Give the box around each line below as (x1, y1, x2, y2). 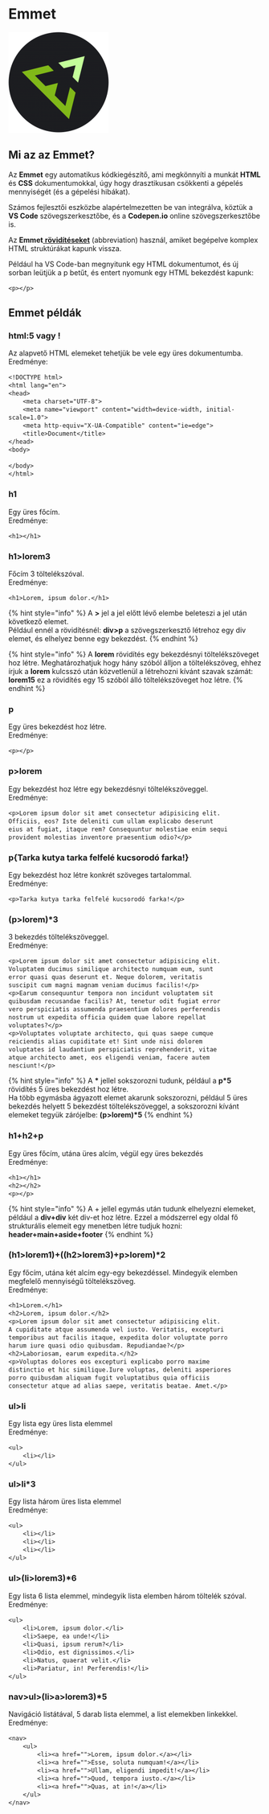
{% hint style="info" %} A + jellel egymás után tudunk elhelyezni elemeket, (8, 1203, 256, 1213)
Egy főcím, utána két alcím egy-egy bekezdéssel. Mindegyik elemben (8, 1268, 238, 1277)
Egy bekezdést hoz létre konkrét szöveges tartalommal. (8, 870, 192, 879)
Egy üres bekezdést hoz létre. (8, 722, 107, 732)
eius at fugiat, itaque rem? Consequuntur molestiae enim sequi (8, 825, 228, 833)
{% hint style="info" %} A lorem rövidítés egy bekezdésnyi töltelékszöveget (8, 649, 259, 660)
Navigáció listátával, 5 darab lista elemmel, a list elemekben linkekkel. (8, 1709, 238, 1718)
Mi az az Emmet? (8, 148, 95, 162)
